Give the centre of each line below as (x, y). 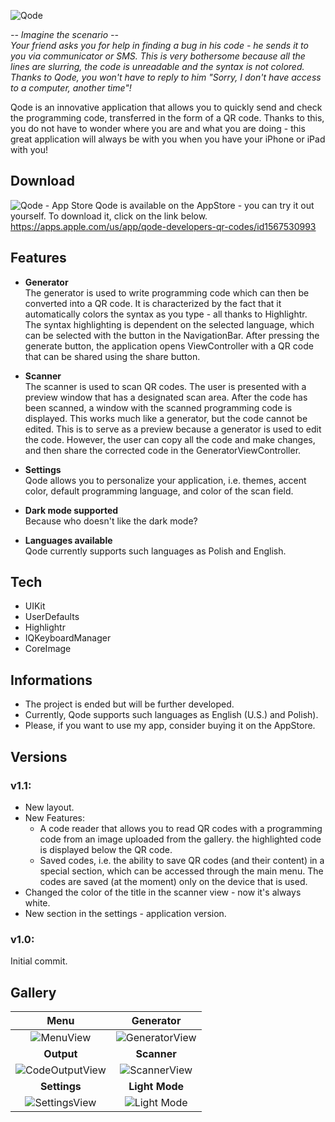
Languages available (68, 540)
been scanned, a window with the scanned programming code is (158, 407)
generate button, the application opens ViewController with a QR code (169, 346)
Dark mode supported (71, 510)
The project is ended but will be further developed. (129, 704)
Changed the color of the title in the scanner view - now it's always (163, 892)
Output (60, 1054)
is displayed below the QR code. (106, 849)
